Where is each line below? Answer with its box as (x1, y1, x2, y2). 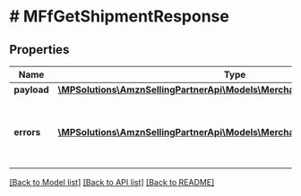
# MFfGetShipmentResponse (9, 6, 230, 27)
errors (13, 126, 41, 138)
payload (13, 83, 49, 96)
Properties (9, 42, 70, 57)
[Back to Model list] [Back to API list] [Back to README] (9, 177, 215, 187)
